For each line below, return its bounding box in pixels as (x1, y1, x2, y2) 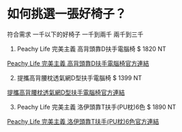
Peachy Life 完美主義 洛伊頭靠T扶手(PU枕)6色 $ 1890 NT (16, 103, 177, 111)
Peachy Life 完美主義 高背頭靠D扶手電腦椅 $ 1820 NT (16, 44, 167, 53)
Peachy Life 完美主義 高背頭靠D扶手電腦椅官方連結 (7, 59, 150, 67)
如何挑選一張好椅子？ (7, 6, 127, 22)
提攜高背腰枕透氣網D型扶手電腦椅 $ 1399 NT (16, 73, 142, 82)
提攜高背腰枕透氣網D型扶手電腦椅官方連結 (7, 88, 125, 96)
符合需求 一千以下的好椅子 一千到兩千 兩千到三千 (7, 30, 144, 38)
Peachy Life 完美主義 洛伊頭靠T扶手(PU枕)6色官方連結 (7, 117, 160, 125)
